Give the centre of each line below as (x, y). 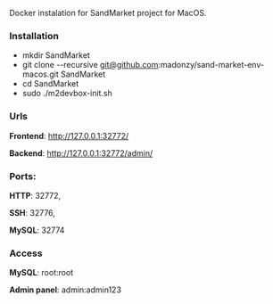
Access (26, 253)
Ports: (23, 176)
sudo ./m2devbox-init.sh (67, 94)
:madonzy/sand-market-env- (211, 65)
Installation (34, 36)
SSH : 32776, (33, 212)
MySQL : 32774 (37, 230)
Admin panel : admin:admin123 (66, 290)
